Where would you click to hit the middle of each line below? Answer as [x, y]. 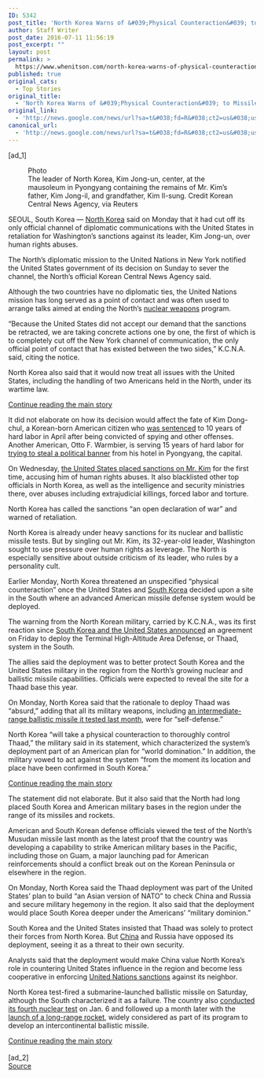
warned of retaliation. [43, 517]
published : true [35, 74]
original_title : [35, 96]
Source [20, 1065]
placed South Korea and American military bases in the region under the [125, 807]
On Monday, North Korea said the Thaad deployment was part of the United [130, 887]
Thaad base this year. [43, 687]
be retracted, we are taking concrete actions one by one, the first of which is [132, 332]
